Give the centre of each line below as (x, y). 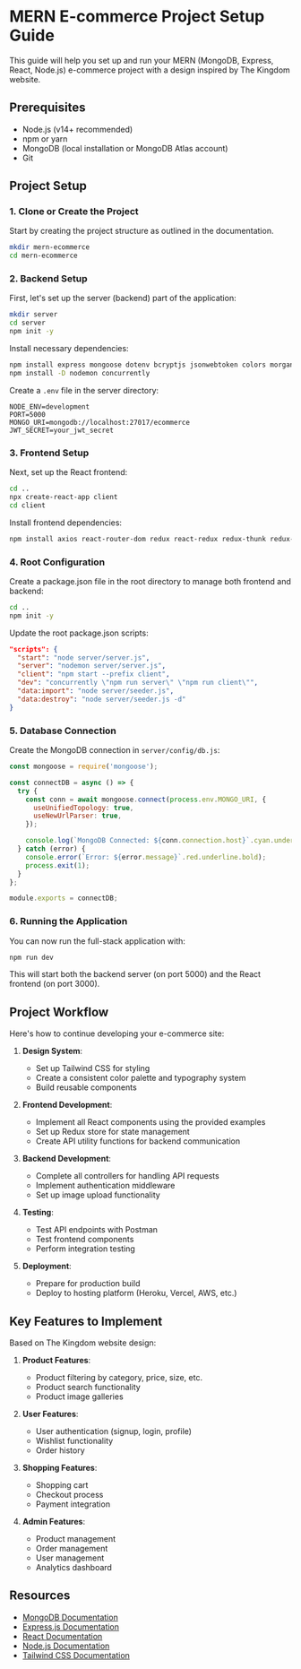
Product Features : (56, 1361)
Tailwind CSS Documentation (76, 1655)
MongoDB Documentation (70, 1617)
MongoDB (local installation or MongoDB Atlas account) (125, 148)
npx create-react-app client (64, 497)
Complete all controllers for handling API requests (127, 1176)
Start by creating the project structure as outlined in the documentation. (142, 231)
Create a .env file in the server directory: (84, 390)
